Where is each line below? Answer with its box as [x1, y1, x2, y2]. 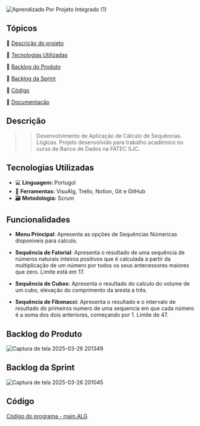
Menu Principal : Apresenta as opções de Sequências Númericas [15, 231, 178, 238]
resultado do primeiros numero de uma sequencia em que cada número [15, 304, 195, 312]
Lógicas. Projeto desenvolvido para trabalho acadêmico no [36, 139, 184, 146]
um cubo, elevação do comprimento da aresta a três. [15, 286, 147, 294]
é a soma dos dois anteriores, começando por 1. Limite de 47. [15, 311, 168, 318]
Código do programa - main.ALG [6, 412, 88, 419]
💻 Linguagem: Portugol [15, 179, 76, 187]
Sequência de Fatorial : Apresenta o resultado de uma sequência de [15, 249, 185, 256]
